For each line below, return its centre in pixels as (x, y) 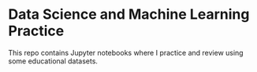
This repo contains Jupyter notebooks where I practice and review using (126, 52)
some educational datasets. (53, 61)
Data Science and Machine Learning (129, 14)
